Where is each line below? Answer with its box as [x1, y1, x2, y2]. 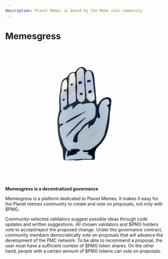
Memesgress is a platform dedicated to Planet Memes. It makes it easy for [5, 195, 159, 201]
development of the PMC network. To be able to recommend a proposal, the [5, 237, 163, 243]
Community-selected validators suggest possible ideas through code [5, 216, 148, 222]
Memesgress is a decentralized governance [5, 186, 99, 192]
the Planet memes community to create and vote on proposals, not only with [5, 201, 163, 207]
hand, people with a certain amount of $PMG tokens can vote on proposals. [5, 248, 161, 254]
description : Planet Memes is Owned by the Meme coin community [5, 8, 142, 13]
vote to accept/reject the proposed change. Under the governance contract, [5, 226, 162, 232]
